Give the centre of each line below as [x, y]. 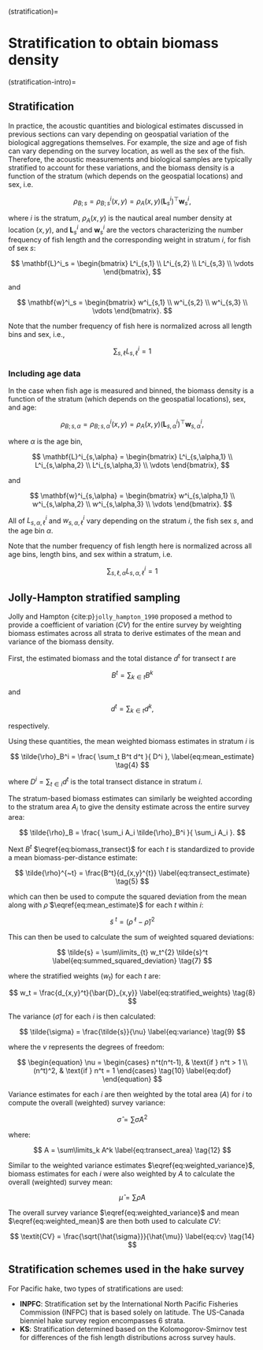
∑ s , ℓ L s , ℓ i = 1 [132, 351]
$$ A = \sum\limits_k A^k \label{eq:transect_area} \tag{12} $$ [132, 1150]
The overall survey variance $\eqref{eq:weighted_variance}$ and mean [124, 1212]
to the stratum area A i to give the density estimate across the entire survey [129, 808]
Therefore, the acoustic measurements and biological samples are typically [130, 159]
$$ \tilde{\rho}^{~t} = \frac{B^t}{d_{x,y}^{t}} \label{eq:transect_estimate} [132, 873]
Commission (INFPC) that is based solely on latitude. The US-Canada [132, 1312]
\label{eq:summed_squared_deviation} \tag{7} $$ [132, 960]
